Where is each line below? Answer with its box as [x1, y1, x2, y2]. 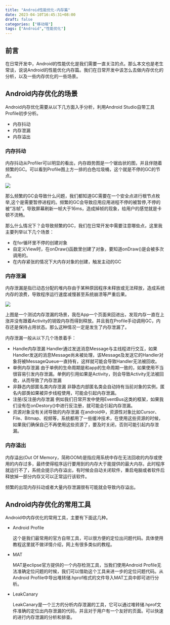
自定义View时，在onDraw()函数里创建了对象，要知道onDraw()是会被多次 [12, 246, 164, 252]
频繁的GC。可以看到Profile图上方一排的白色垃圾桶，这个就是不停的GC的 [5, 166, 156, 173]
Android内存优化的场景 [5, 90, 78, 98]
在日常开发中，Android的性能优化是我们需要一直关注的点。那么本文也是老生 [5, 60, 163, 66]
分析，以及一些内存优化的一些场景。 [5, 73, 81, 79]
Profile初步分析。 [5, 110, 41, 116]
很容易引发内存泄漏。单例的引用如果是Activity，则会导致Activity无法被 [12, 371, 160, 377]
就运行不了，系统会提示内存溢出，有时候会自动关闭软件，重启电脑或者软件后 [5, 467, 165, 473]
